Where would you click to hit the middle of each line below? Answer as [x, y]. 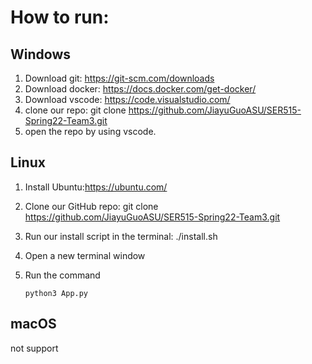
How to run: [60, 17]
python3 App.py [56, 293]
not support [34, 348]
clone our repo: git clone [75, 110]
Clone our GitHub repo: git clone [91, 206]
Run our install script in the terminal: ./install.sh [121, 236]
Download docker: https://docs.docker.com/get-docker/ [140, 89]
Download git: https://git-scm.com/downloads [119, 78]
